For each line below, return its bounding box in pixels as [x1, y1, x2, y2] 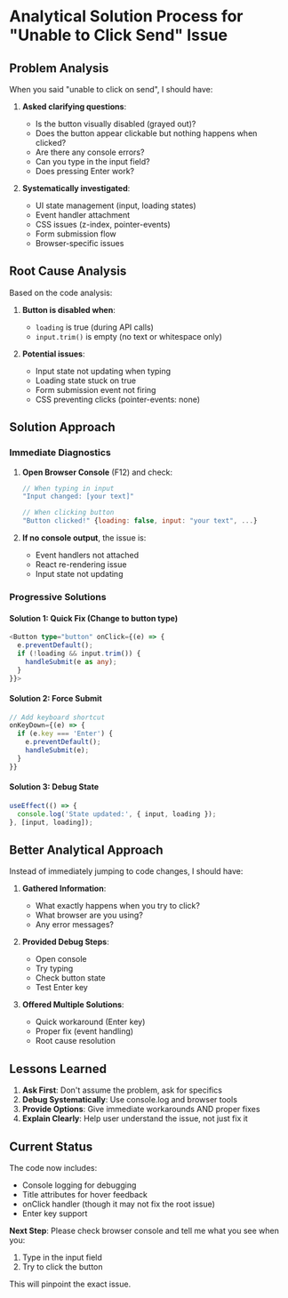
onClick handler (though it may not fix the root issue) [21, 1198, 216, 1209]
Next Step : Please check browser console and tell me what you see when [9, 1225, 280, 1236]
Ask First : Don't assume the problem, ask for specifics [21, 1085, 222, 1095]
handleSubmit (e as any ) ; [25, 657, 117, 666]
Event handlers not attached [35, 549, 140, 560]
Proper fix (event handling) [35, 1026, 134, 1037]
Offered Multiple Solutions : [21, 999, 124, 1010]
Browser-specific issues [35, 238, 124, 248]
